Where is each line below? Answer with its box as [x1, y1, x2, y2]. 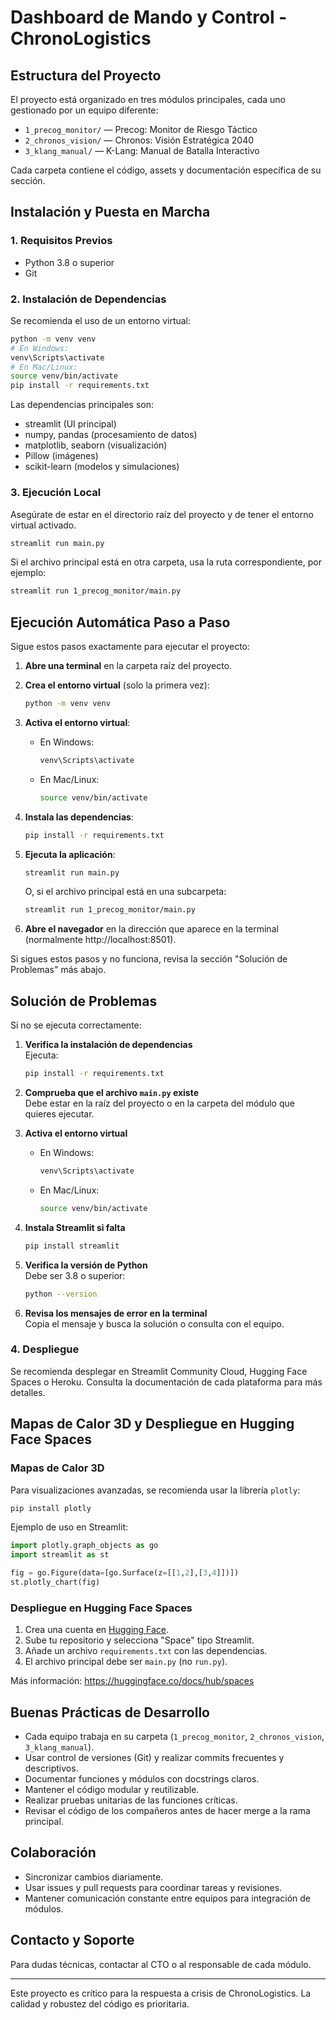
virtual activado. [10, 519, 77, 531]
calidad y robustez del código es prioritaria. [10, 1997, 190, 2010]
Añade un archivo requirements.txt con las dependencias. [24, 1645, 268, 1657]
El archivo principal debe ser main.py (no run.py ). [24, 1656, 228, 1668]
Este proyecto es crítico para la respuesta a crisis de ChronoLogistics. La [10, 1987, 312, 1999]
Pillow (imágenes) [24, 450, 99, 462]
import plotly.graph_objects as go [10, 1541, 159, 1551]
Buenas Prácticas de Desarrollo [10, 1704, 210, 1721]
